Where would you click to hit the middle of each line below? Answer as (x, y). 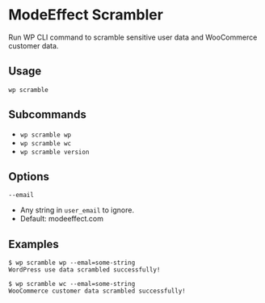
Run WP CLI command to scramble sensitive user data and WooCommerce (133, 37)
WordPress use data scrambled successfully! (84, 270)
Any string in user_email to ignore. (77, 210)
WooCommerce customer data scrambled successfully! (97, 291)
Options (29, 177)
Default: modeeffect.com (61, 219)
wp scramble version (55, 152)
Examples (34, 244)
